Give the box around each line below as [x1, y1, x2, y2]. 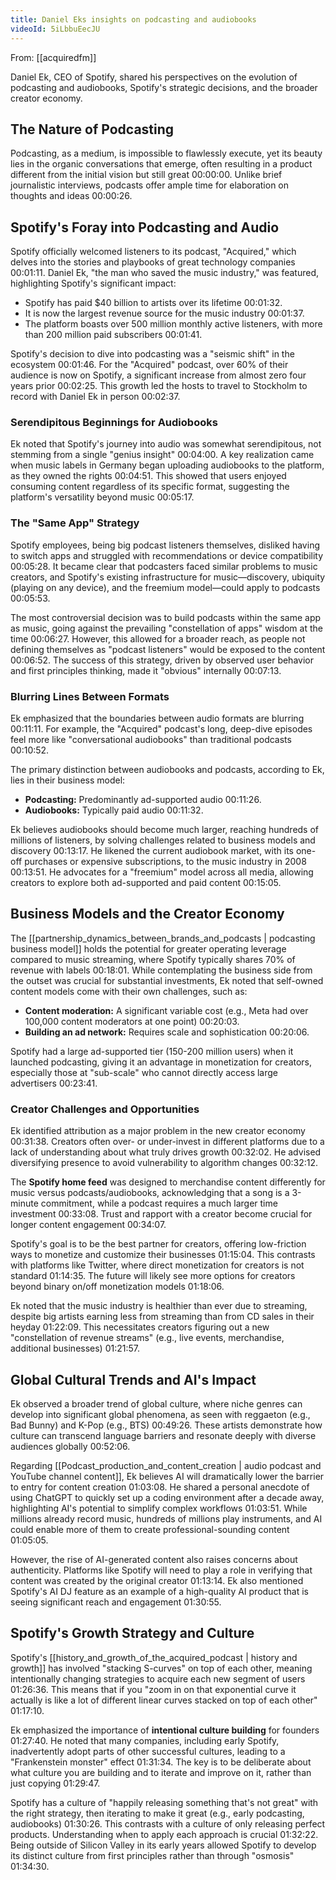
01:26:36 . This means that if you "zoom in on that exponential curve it [10, 1683, 297, 1695]
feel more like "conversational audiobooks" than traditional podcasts [10, 734, 292, 746]
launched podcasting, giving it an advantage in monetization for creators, [10, 1056, 313, 1068]
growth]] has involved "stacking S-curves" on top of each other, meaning [10, 1662, 313, 1674]
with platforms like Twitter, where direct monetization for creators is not [10, 1259, 305, 1271]
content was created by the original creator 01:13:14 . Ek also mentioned [10, 1574, 304, 1586]
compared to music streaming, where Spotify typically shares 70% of [10, 953, 296, 965]
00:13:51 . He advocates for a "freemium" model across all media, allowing [10, 866, 314, 878]
